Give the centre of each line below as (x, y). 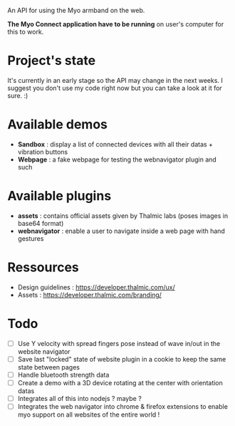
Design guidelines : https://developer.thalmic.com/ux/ (96, 287)
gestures (31, 238)
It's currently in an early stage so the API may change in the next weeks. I (115, 80)
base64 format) (41, 223)
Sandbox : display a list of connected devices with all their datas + (115, 144)
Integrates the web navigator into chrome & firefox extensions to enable (122, 406)
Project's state (52, 61)
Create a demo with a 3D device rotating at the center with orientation (120, 382)
